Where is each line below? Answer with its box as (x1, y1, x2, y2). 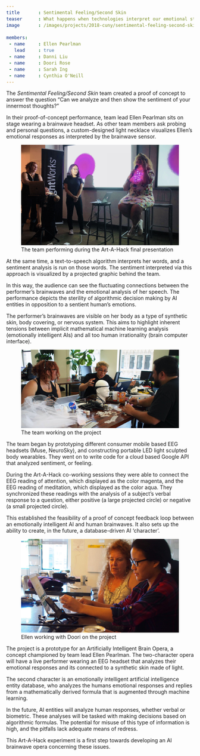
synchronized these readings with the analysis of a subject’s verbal (6, 490, 171, 497)
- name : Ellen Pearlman (8, 41, 82, 47)
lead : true (14, 48, 55, 54)
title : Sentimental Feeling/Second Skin (6, 10, 127, 16)
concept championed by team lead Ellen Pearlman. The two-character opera (6, 651, 195, 659)
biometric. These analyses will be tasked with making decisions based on (6, 712, 186, 720)
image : (6, 22, 42, 28)
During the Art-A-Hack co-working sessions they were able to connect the (6, 471, 189, 478)
